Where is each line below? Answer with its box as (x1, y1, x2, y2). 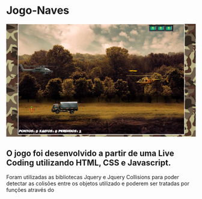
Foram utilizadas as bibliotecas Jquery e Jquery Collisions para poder (6, 174, 179, 181)
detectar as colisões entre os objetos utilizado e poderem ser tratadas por (6, 180, 189, 187)
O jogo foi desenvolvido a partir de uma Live (6, 148, 174, 159)
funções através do (6, 186, 55, 194)
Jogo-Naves (6, 4, 70, 17)
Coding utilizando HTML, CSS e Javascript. (6, 158, 171, 168)
